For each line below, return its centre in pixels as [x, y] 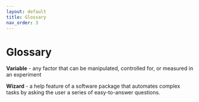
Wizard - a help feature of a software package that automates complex [93, 86]
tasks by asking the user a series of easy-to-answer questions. [83, 93]
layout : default [26, 12]
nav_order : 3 [22, 23]
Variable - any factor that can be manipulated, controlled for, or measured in [100, 68]
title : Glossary [26, 17]
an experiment [24, 75]
